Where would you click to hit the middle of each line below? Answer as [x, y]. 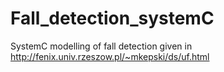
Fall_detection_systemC [112, 18]
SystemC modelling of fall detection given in [101, 46]
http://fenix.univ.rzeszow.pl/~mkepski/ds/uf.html [110, 56]
